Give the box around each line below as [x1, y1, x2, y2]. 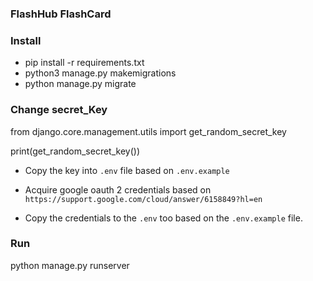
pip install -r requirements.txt [24, 57, 145, 69]
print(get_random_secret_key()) [10, 145, 141, 157]
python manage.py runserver [10, 259, 130, 271]
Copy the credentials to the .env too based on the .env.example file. [24, 212, 303, 224]
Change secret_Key [10, 103, 108, 117]
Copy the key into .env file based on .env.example [24, 164, 230, 176]
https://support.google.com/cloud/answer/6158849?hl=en [24, 194, 263, 204]
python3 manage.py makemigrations [24, 67, 177, 79]
